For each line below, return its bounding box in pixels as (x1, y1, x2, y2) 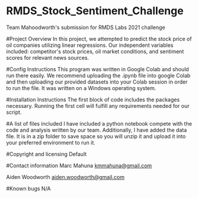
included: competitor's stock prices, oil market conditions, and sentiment (6, 47, 184, 55)
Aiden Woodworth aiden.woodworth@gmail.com (6, 173, 124, 180)
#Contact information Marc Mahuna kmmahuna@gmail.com (6, 162, 152, 169)
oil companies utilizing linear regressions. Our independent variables (6, 41, 174, 49)
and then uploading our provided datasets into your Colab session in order (6, 78, 188, 85)
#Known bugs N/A (6, 185, 52, 192)
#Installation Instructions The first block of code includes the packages (6, 96, 180, 103)
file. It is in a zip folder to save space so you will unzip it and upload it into (6, 132, 186, 140)
